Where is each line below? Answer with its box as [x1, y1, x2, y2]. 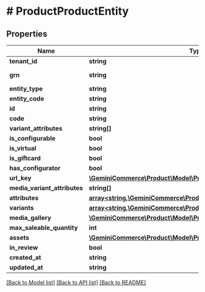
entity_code [9, 95, 45, 103]
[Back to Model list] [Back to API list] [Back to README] [6, 279, 146, 286]
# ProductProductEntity [6, 4, 129, 18]
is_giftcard [9, 154, 41, 162]
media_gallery [9, 214, 52, 222]
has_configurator [9, 164, 61, 172]
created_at [9, 254, 41, 261]
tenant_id [9, 57, 38, 65]
